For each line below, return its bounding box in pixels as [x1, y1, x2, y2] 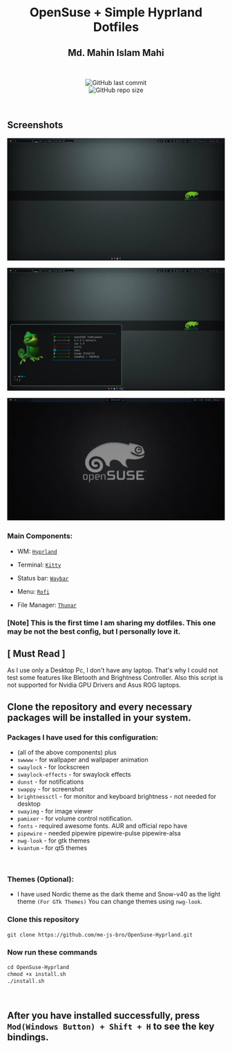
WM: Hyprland [17, 547, 57, 555]
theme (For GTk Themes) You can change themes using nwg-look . [17, 897, 202, 906]
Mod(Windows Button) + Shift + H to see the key [7, 1021, 215, 1033]
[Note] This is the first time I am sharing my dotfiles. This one [7, 618, 216, 627]
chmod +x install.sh [7, 970, 67, 977]
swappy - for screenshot [17, 785, 84, 793]
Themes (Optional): [7, 874, 75, 884]
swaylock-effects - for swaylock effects [17, 771, 131, 779]
